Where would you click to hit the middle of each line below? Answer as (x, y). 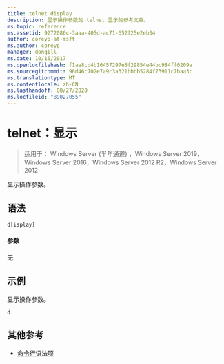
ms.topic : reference (37, 26)
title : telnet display (40, 13)
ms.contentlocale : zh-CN (43, 84)
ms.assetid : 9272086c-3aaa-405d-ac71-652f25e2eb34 (81, 33)
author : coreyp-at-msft (41, 39)
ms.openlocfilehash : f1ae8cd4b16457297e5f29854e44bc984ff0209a (100, 65)
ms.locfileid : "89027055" (44, 97)
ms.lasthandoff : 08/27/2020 (48, 90)
